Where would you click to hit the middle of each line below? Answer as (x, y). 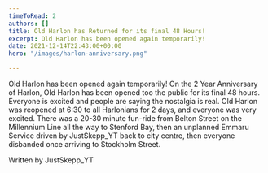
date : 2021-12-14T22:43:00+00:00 (65, 46)
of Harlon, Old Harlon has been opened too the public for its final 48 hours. (134, 93)
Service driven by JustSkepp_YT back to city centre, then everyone (122, 136)
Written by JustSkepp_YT (51, 160)
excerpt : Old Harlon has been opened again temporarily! (107, 39)
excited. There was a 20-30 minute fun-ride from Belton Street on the (125, 118)
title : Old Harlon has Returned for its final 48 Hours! (107, 31)
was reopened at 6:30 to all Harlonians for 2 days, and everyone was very (132, 110)
